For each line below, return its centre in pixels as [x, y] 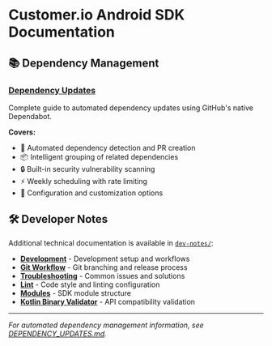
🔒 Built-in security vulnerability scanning [87, 169]
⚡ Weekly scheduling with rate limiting [84, 181]
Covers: [22, 132]
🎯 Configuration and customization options [91, 193]
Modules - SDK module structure [76, 293]
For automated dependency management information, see [106, 325]
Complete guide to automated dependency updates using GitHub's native [131, 108]
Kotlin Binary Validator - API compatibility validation [108, 301]
